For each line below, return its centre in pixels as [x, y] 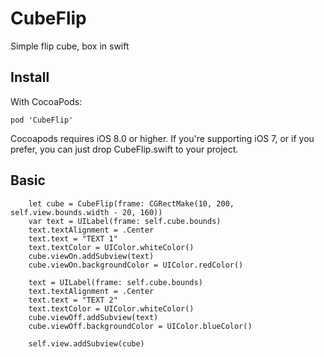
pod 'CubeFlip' [42, 120]
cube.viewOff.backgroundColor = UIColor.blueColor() [140, 326]
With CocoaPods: [46, 101]
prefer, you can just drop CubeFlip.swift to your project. [124, 149]
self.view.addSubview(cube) [86, 343]
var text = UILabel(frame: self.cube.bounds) [125, 221]
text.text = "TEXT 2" [73, 300]
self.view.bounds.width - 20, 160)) [86, 212]
